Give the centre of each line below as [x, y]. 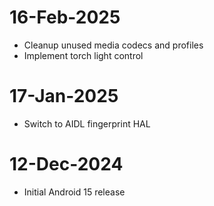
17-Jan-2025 [64, 96]
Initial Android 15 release [74, 192]
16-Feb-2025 [65, 17]
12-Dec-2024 [66, 164]
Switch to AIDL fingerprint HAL [87, 123]
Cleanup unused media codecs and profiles [113, 45]
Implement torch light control [83, 55]
